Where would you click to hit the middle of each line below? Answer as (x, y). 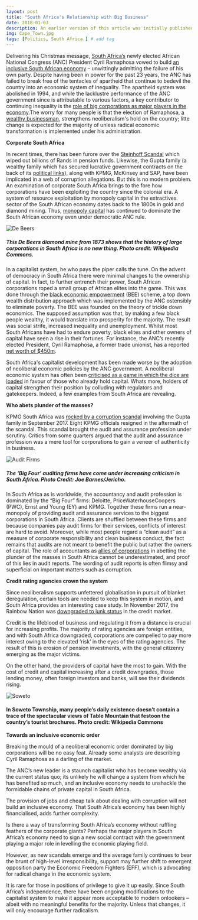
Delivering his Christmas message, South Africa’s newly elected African (93, 56)
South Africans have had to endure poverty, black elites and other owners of (99, 332)
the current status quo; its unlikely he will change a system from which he (95, 777)
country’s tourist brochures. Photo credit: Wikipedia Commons (85, 722)
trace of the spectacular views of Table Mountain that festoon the (88, 716)
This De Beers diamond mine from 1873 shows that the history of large (94, 242)
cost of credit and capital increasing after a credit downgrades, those (90, 672)
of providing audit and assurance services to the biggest (100, 513)
